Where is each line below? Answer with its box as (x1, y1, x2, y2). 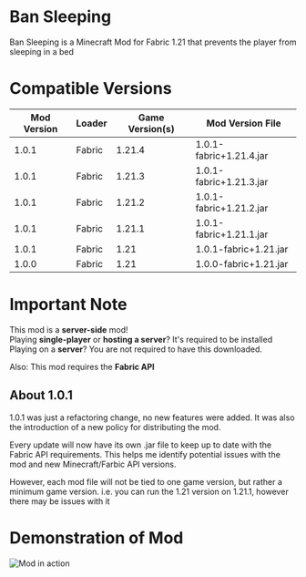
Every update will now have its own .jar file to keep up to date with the (9, 439, 272, 450)
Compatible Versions (9, 78, 172, 99)
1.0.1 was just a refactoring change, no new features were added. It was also (9, 412, 295, 423)
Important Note (9, 294, 127, 315)
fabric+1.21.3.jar (195, 175, 269, 188)
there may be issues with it (9, 495, 111, 507)
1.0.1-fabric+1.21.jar (195, 242, 289, 255)
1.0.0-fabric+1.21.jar (195, 257, 289, 270)
